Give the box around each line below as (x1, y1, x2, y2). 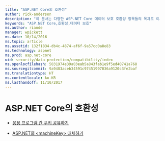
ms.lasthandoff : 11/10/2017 (5, 80, 63, 85)
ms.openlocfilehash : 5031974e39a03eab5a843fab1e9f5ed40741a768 (5, 62, 137, 67)
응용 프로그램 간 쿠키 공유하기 (12, 119, 69, 125)
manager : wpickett (5, 30, 43, 35)
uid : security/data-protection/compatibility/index (5, 57, 113, 62)
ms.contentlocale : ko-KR (5, 75, 56, 80)
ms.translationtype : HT (5, 71, 54, 76)
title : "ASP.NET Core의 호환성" (5, 7, 67, 12)
